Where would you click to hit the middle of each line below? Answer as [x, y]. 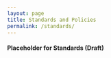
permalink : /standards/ [41, 26]
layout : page [26, 13]
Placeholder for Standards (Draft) [56, 48]
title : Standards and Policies [52, 20]
